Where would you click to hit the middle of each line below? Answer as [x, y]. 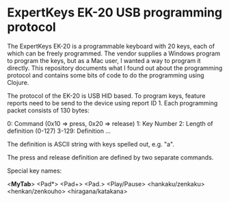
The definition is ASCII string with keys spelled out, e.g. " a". [91, 144]
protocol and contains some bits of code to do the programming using [106, 75]
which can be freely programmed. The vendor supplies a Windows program [114, 53]
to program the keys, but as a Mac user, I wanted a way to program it [104, 60]
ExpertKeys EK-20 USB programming [115, 13]
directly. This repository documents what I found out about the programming [115, 68]
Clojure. [18, 82]
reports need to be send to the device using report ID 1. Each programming [112, 103]
